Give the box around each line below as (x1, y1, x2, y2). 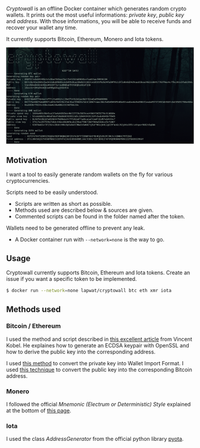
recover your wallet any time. (6, 24, 77, 31)
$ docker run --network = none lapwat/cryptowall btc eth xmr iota (6, 288, 171, 294)
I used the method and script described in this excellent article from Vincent (6, 336, 192, 343)
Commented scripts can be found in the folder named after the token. (14, 213, 186, 220)
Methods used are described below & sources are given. (14, 206, 154, 214)
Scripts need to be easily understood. (6, 189, 98, 196)
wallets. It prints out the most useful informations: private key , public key (6, 11, 185, 18)
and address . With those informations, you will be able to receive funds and (6, 18, 192, 24)
